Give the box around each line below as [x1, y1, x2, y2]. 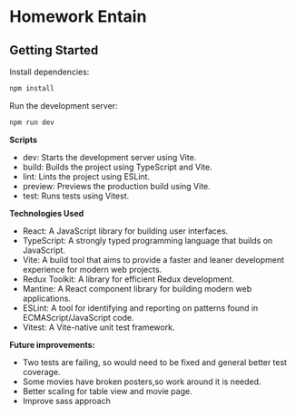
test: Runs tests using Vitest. [22, 190, 130, 201]
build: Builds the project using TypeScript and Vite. [22, 161, 212, 172]
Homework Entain [9, 6, 147, 27]
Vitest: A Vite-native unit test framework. [22, 322, 175, 333]
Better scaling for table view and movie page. [22, 385, 192, 396]
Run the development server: [9, 100, 118, 111]
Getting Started [9, 43, 99, 58]
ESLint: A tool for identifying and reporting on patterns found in [22, 302, 259, 314]
